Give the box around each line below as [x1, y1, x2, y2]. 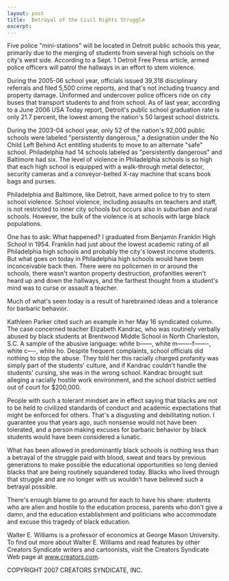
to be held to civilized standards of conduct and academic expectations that [7, 404, 221, 412]
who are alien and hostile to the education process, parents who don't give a [7, 503, 223, 511]
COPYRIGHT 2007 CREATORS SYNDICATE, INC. [7, 566, 143, 574]
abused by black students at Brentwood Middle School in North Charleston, [7, 332, 220, 341]
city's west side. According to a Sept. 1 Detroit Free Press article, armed [7, 56, 210, 64]
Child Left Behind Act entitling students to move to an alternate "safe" [7, 141, 203, 149]
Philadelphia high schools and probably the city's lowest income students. [7, 247, 216, 256]
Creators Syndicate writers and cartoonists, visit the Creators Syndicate [7, 545, 210, 554]
